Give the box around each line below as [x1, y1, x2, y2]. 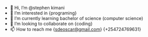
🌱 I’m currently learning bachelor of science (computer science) [10, 15, 143, 21]
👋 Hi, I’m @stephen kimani [10, 5, 65, 10]
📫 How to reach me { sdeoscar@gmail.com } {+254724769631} [10, 26, 141, 32]
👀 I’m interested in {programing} [10, 10, 77, 16]
